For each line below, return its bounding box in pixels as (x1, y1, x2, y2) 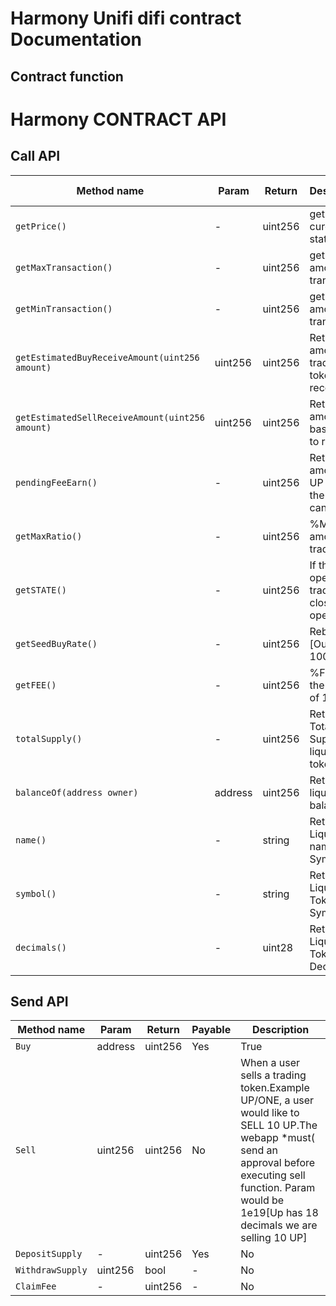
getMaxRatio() (15, 530, 83, 542)
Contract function (10, 68, 124, 85)
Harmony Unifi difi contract (10, 7, 242, 30)
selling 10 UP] (240, 1231, 308, 1245)
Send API (10, 993, 69, 1010)
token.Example (240, 1081, 310, 1095)
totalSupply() (15, 733, 83, 744)
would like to (240, 1106, 300, 1120)
